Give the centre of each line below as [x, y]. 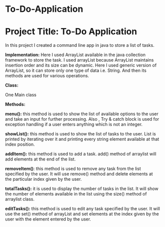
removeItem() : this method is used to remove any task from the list [73, 169]
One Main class [21, 95]
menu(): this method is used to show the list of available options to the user [82, 114]
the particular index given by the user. [44, 179]
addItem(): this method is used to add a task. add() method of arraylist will [81, 154]
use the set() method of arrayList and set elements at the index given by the [82, 214]
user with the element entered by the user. [48, 219]
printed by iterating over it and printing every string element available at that [82, 139]
